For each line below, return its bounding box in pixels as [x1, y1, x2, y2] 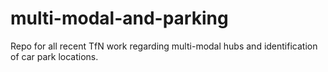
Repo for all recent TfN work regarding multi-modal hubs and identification [10, 40, 318, 52]
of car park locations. [10, 50, 99, 62]
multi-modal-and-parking [10, 7, 229, 30]
